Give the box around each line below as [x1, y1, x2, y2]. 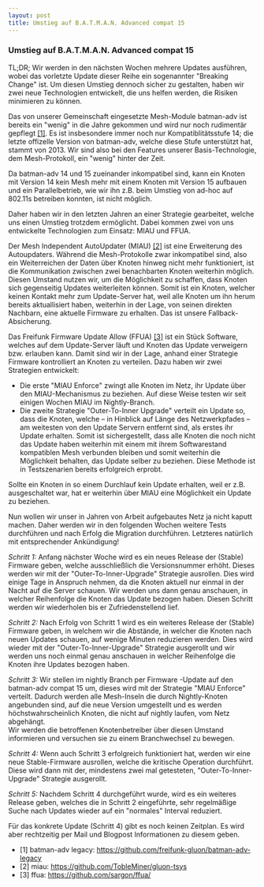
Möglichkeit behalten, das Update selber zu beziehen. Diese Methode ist [19, 456, 256, 465]
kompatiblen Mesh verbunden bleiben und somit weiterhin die [19, 447, 221, 457]
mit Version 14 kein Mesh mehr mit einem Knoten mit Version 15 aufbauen [8, 177, 247, 186]
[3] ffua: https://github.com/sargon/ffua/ [19, 870, 151, 879]
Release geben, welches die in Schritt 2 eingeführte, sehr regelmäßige [8, 797, 237, 807]
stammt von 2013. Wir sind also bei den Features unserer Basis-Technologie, [8, 145, 257, 155]
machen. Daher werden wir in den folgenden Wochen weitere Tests [8, 520, 227, 529]
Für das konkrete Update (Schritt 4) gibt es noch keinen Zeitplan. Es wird [8, 821, 245, 830]
